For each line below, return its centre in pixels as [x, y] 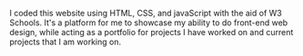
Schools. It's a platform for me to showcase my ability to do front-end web [149, 23]
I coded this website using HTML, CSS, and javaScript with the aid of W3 [146, 13]
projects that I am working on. [65, 42]
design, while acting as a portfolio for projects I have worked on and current [151, 32]
